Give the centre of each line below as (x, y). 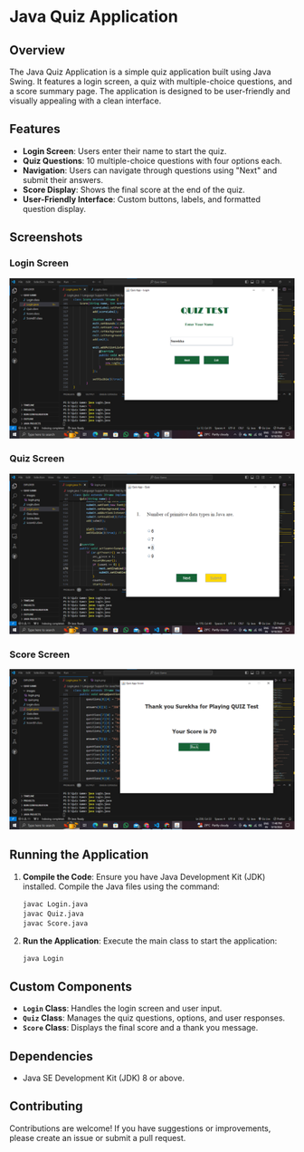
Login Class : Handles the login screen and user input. (122, 1009)
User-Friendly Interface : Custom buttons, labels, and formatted (141, 199)
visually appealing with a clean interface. (85, 101)
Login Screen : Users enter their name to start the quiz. (124, 150)
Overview (38, 50)
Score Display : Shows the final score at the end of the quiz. (134, 189)
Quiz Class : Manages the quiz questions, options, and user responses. (154, 1018)
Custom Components (71, 987)
